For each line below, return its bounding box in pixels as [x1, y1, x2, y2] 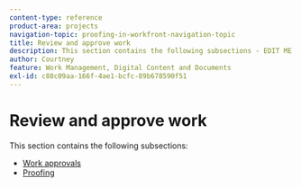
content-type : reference [9, 13, 103, 22]
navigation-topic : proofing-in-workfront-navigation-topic [9, 30, 236, 39]
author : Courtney [9, 55, 75, 64]
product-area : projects [9, 22, 99, 31]
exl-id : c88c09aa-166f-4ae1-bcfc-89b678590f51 [9, 72, 187, 81]
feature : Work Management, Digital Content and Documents [9, 64, 232, 73]
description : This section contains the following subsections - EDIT [9, 47, 280, 56]
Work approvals [22, 157, 81, 168]
